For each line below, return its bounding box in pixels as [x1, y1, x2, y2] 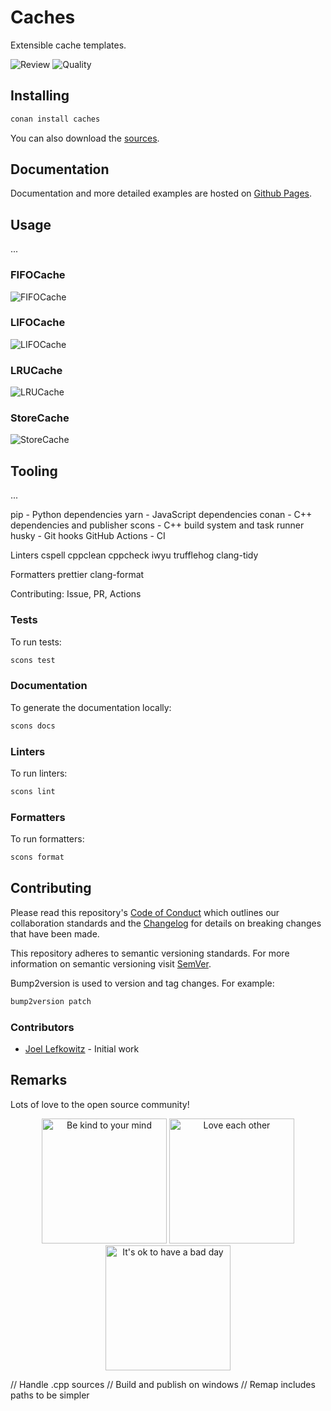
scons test [10, 655, 56, 665]
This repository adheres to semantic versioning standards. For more [10, 947, 290, 959]
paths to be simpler [10, 1389, 90, 1401]
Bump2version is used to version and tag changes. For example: [10, 977, 275, 989]
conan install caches [10, 114, 101, 124]
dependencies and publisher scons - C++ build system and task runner [10, 519, 305, 531]
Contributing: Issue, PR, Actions [10, 588, 142, 600]
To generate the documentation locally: [10, 701, 172, 713]
